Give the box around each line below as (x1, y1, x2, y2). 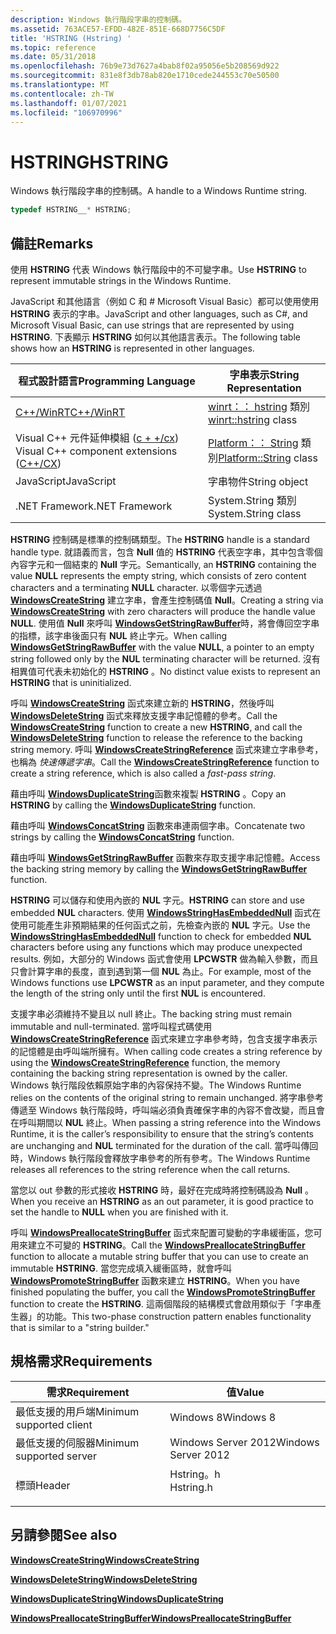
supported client (15, 1417, 93, 1431)
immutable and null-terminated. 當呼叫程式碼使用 (10, 1021, 213, 1032)
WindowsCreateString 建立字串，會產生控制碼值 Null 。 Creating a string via (10, 594, 324, 606)
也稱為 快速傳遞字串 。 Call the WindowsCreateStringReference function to (10, 756, 320, 768)
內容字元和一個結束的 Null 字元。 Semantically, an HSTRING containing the (10, 559, 317, 570)
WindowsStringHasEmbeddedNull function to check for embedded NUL (10, 931, 312, 942)
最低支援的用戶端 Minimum (15, 1404, 140, 1418)
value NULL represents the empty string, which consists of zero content (10, 570, 307, 581)
